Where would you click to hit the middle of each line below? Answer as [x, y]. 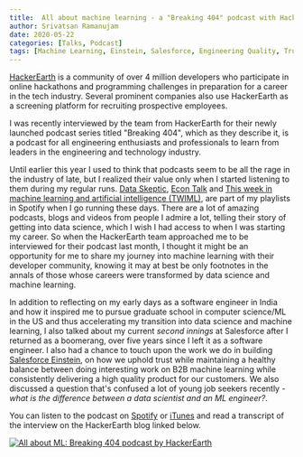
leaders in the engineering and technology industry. [105, 152]
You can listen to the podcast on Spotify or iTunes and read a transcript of [147, 415]
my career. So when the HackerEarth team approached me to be [129, 237]
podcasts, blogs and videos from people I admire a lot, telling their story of [148, 218]
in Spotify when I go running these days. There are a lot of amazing [134, 208]
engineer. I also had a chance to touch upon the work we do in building [141, 350]
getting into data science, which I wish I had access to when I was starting [147, 228]
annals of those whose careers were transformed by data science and [140, 275]
